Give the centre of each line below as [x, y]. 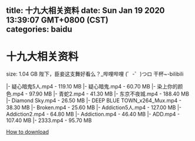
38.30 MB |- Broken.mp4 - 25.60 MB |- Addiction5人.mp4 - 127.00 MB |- [94, 107]
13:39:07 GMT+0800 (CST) [57, 20]
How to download [27, 132]
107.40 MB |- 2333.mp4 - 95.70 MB [49, 120]
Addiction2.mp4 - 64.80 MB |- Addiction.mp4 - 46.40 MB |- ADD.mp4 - [93, 114]
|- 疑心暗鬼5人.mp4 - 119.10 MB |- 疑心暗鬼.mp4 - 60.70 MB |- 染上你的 [92, 87]
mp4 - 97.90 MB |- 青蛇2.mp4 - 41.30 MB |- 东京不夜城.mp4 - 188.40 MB [101, 94]
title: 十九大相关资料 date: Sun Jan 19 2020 [85, 11]
